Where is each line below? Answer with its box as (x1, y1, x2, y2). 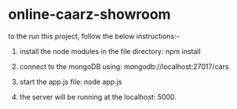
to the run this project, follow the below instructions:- (8, 31, 180, 41)
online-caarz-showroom (8, 5, 171, 24)
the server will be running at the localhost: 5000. (19, 92, 177, 101)
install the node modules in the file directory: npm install (19, 46, 202, 56)
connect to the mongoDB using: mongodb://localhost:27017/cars (19, 61, 229, 71)
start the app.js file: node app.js (19, 77, 122, 86)
